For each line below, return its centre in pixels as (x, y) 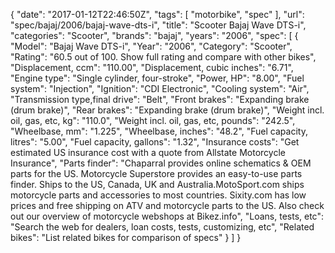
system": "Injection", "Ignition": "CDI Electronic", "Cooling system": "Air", (160, 88)
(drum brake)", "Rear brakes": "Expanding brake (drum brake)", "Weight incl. (167, 110)
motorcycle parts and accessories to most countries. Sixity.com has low (158, 195)
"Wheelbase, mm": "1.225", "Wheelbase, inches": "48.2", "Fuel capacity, (159, 131)
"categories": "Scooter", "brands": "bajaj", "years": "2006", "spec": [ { (154, 35)
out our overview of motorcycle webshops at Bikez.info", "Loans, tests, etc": (167, 216)
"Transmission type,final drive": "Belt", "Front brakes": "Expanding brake (160, 99)
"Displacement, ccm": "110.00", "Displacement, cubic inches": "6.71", (152, 67)
